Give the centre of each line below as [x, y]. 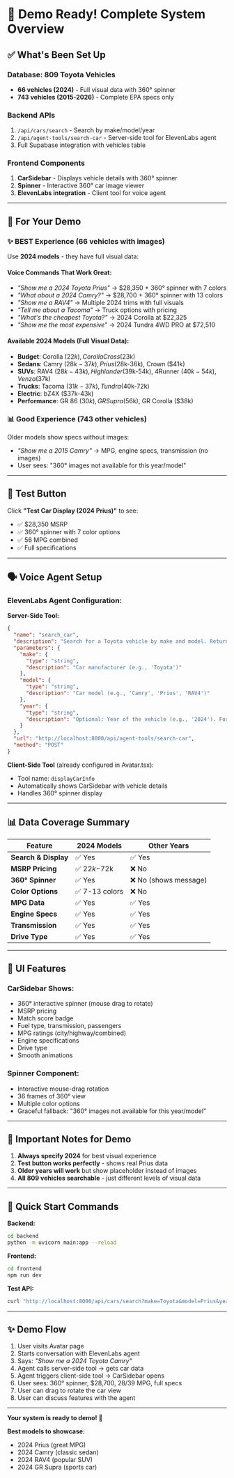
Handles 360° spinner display [60, 793]
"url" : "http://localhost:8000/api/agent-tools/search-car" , [104, 739]
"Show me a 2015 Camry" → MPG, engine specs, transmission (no [113, 450]
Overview [36, 29]
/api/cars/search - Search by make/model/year [86, 130]
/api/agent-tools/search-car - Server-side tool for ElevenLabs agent [117, 138]
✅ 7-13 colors [100, 891]
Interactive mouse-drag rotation [63, 1089]
